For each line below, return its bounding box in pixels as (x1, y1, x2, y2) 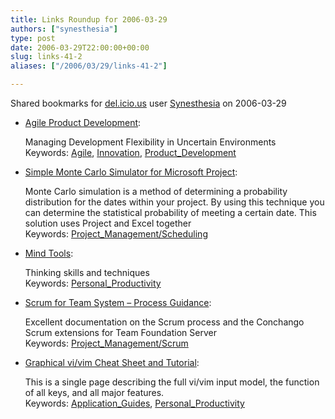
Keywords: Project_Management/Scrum (24, 337, 189, 349)
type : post (10, 33, 56, 43)
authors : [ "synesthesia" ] (10, 24, 118, 34)
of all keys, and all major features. (24, 387, 165, 398)
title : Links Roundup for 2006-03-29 (10, 14, 168, 25)
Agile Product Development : (24, 117, 142, 128)
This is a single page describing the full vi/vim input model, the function (24, 376, 320, 388)
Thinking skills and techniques (24, 267, 150, 278)
